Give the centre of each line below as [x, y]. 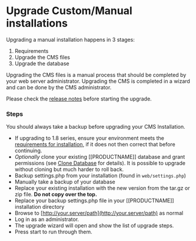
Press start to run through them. [53, 232]
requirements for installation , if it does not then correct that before [95, 145]
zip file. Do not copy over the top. [56, 195]
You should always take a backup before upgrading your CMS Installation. [96, 127]
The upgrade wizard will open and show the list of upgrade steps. [94, 226]
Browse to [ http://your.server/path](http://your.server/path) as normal [99, 213]
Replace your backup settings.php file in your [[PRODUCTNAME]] [94, 200]
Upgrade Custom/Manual [69, 11]
